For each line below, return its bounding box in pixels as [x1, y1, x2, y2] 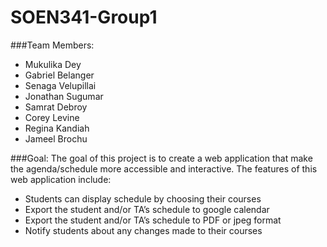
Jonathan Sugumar [24, 90, 104, 102]
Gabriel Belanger [24, 69, 95, 81]
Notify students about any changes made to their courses [24, 224, 263, 236]
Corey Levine [24, 111, 80, 123]
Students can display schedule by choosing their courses [24, 192, 262, 205]
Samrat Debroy [24, 101, 88, 113]
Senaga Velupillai [24, 79, 97, 91]
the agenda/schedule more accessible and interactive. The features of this [10, 162, 318, 175]
